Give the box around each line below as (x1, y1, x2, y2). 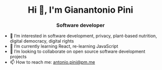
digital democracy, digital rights (9, 38, 74, 44)
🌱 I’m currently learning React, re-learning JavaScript (9, 44, 119, 49)
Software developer (56, 22, 105, 29)
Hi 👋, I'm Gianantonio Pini (28, 4, 133, 16)
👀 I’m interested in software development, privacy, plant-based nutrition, (9, 33, 157, 39)
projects (9, 54, 27, 60)
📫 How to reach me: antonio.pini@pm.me (9, 59, 95, 65)
